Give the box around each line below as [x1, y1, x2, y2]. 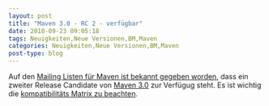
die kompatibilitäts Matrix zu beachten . [8, 89, 139, 98]
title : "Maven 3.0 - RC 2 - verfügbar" [8, 19, 143, 28]
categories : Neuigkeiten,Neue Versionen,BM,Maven [8, 42, 180, 50]
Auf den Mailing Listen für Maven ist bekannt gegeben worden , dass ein [8, 72, 249, 81]
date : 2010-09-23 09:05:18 [8, 27, 100, 35]
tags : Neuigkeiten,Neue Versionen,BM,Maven [8, 34, 158, 43]
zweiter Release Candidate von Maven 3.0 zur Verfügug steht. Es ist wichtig [8, 80, 262, 90]
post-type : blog [8, 49, 63, 57]
